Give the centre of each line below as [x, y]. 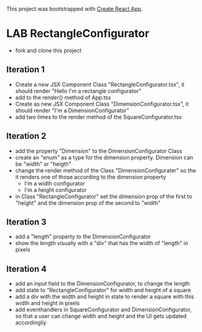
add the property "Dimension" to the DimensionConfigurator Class [99, 151]
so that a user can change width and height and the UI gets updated [101, 316]
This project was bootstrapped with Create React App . [75, 9]
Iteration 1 [26, 70]
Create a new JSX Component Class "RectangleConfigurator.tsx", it [100, 84]
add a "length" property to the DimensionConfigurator [83, 237]
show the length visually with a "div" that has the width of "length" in [102, 243]
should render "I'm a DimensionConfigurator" [72, 110]
